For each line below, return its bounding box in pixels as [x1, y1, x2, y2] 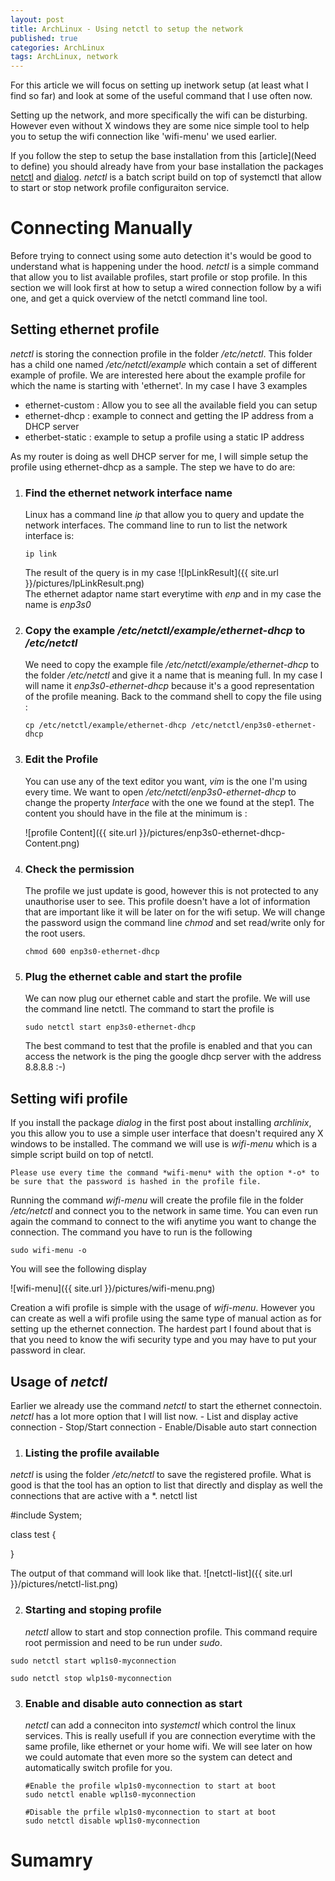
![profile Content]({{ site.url [24, 826, 138, 838]
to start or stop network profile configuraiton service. [10, 182, 230, 194]
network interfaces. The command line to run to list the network [24, 519, 288, 531]
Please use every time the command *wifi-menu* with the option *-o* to [10, 1168, 320, 1178]
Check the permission [24, 862, 135, 876]
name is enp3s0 [24, 599, 92, 611]
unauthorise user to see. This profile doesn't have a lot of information [24, 896, 311, 908]
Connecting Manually [10, 217, 193, 240]
